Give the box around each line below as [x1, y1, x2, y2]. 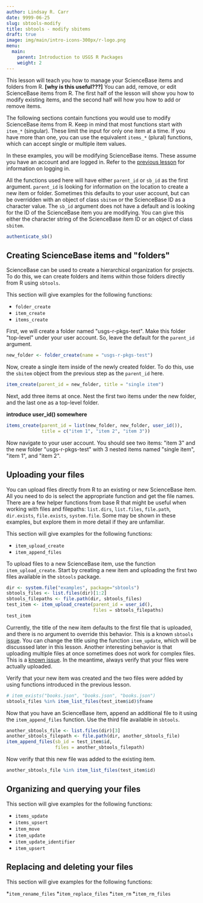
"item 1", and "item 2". [6, 452, 61, 459]
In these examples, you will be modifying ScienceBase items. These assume [6, 151, 197, 159]
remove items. [6, 102, 42, 109]
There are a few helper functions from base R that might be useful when [6, 499, 187, 506]
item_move [15, 826, 41, 832]
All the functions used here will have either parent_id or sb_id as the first [6, 176, 188, 184]
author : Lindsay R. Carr [6, 9, 69, 15]
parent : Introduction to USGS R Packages [17, 54, 123, 60]
